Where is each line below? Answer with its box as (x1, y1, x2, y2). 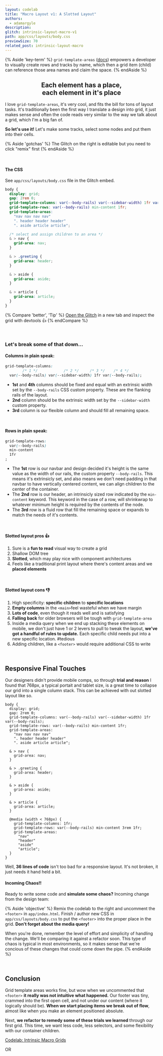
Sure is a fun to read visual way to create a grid (12, 545, 107, 552)
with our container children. (5, 1028, 60, 1034)
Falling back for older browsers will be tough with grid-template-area (12, 615, 152, 621)
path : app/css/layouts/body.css (5, 35, 70, 39)
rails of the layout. (12, 392, 49, 398)
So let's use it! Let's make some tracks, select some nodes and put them (5, 126, 151, 132)
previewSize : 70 (5, 39, 38, 44)
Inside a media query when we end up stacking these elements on (12, 620, 145, 626)
